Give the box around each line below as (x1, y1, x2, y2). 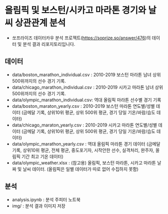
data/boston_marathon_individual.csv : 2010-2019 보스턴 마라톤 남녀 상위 (12, 72, 161, 78)
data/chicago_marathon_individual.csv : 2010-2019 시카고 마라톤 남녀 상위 (12, 84, 163, 90)
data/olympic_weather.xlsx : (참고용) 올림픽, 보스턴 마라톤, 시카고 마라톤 (12, 160, 156, 166)
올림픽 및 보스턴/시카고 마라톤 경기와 (5, 5, 146, 16)
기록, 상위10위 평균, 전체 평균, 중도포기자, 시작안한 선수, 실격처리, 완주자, (12, 147, 154, 153)
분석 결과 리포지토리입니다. (23, 41, 75, 47)
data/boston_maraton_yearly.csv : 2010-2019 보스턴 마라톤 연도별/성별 (12, 103, 155, 109)
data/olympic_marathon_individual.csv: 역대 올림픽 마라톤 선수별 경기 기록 (12, 97, 161, 103)
